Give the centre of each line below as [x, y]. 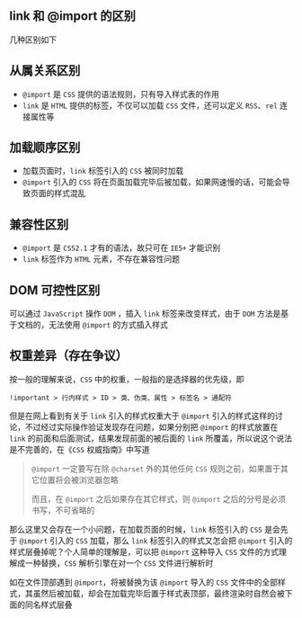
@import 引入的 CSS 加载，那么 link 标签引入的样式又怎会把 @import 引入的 [156, 540]
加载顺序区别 [45, 148]
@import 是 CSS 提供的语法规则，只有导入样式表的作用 [121, 94]
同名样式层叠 [49, 605]
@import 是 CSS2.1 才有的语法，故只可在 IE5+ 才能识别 [121, 248]
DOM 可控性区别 [55, 290]
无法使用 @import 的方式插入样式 [108, 325]
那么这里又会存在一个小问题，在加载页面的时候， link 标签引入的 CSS [136, 529]
